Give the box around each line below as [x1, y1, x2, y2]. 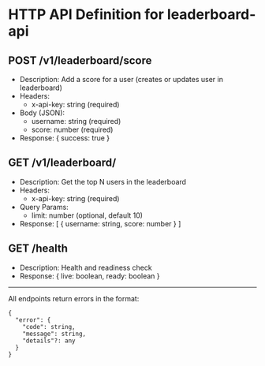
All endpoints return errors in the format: [8, 293, 140, 303]
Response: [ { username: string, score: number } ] [19, 218, 181, 228]
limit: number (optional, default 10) [31, 211, 144, 220]
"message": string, [22, 330, 87, 338]
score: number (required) [31, 125, 114, 134]
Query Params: [19, 202, 69, 211]
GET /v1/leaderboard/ [8, 156, 117, 170]
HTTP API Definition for [8, 6, 164, 24]
